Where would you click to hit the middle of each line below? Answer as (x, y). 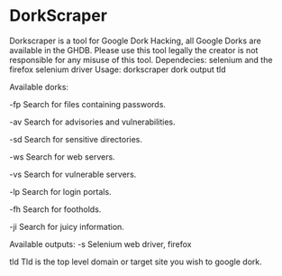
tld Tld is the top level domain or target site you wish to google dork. (136, 262)
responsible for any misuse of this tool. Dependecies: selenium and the (141, 60)
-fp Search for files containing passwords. (88, 104)
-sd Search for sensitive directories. (76, 139)
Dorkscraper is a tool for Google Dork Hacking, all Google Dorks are (135, 41)
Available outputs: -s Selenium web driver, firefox (100, 244)
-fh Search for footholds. (55, 209)
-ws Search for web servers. (62, 156)
